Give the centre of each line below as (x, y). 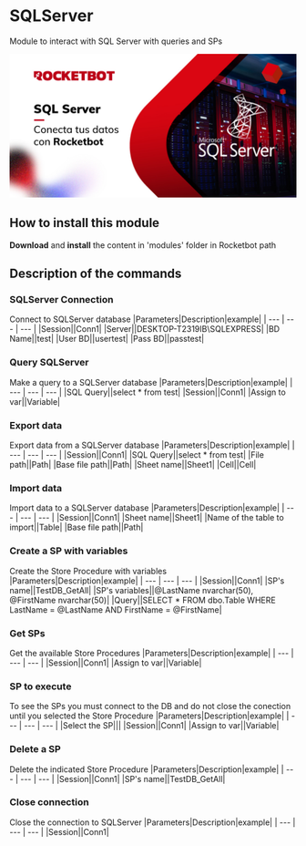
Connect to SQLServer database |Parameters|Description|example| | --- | (147, 319)
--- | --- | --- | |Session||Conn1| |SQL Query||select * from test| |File (137, 455)
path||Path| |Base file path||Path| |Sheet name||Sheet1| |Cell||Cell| (133, 465)
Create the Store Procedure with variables (88, 571)
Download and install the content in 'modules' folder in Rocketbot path (143, 245)
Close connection (49, 802)
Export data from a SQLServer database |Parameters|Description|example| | (152, 445)
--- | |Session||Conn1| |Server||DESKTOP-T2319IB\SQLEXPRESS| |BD (150, 329)
